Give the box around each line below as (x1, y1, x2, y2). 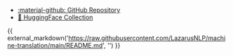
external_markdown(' (7, 34, 69, 42)
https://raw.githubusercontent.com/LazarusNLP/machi (67, 34, 226, 42)
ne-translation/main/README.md (7, 41, 103, 49)
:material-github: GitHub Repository (17, 6, 121, 14)
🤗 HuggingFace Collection (17, 13, 93, 21)
